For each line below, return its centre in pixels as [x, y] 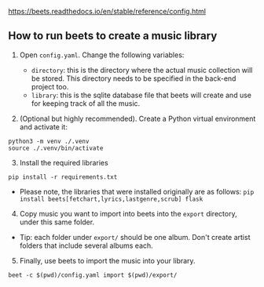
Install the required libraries [64, 162]
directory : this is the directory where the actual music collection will [142, 70]
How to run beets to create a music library [113, 36]
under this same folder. [57, 222]
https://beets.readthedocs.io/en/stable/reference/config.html [107, 11]
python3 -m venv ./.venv [49, 141]
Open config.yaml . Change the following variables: [102, 55]
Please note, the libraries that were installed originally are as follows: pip [137, 191]
